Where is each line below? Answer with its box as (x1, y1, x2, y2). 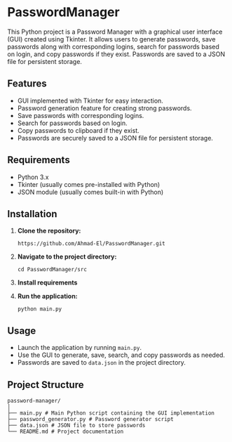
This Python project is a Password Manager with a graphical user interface (7, 27, 223, 36)
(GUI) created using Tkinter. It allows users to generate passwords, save (7, 34, 216, 43)
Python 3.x (17, 173, 49, 181)
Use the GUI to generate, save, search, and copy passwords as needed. (17, 351, 226, 359)
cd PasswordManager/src (17, 266, 88, 273)
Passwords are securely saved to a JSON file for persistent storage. (17, 134, 214, 142)
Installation (7, 208, 57, 220)
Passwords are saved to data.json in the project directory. (17, 358, 186, 367)
